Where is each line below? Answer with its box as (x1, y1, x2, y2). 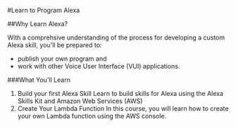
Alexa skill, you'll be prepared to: (7, 41, 102, 49)
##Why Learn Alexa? (7, 20, 68, 28)
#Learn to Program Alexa (7, 6, 80, 14)
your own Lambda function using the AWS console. (17, 112, 167, 120)
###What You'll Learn (7, 75, 70, 84)
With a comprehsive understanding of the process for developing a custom (7, 33, 225, 42)
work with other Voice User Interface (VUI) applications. (17, 62, 180, 70)
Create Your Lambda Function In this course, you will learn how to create (17, 104, 229, 112)
